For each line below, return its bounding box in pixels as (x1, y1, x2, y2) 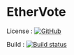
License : (6, 27, 33, 35)
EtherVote (6, 4, 66, 20)
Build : (6, 40, 25, 48)
